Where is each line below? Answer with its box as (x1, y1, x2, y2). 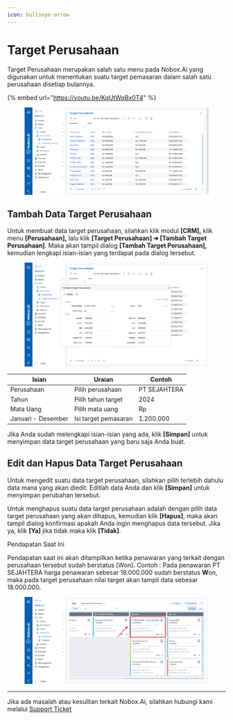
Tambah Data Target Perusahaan (7, 208, 153, 220)
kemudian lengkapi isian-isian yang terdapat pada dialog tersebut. (7, 249, 196, 257)
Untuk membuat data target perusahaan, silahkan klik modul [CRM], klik (7, 227, 213, 235)
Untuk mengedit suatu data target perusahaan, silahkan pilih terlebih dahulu (7, 476, 224, 484)
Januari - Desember (10, 415, 69, 423)
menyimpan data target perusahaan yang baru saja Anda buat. (7, 437, 186, 445)
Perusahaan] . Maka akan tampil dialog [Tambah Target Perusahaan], (7, 241, 207, 250)
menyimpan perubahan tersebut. (7, 490, 101, 499)
